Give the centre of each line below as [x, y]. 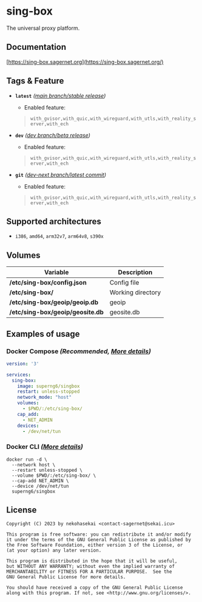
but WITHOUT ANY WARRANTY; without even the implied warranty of [90, 567]
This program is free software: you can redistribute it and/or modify [99, 535]
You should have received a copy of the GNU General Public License [95, 588]
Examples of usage [43, 334]
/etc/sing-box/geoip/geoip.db [54, 302]
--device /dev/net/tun [40, 486]
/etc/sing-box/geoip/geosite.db [57, 313]
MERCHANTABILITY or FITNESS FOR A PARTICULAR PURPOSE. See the [89, 572]
